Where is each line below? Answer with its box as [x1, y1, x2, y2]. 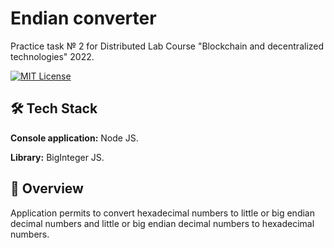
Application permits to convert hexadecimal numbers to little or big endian [10, 207, 315, 219]
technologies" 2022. [10, 50, 95, 62]
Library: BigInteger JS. [10, 151, 105, 163]
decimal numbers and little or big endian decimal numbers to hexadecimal [10, 217, 315, 229]
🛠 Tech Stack [10, 100, 98, 117]
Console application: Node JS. [10, 132, 139, 144]
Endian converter [10, 7, 157, 30]
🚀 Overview [10, 180, 84, 197]
